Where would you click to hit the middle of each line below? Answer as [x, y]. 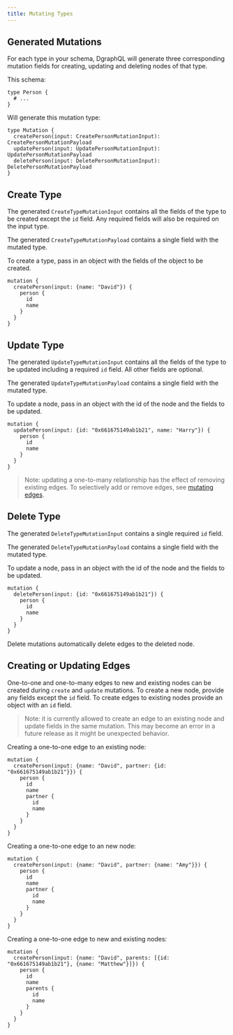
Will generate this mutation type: [54, 118]
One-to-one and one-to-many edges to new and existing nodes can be [109, 682]
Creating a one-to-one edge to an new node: [72, 846]
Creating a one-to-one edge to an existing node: [77, 747]
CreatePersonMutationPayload [50, 143]
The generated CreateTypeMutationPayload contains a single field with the [113, 240]
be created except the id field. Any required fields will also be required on [113, 219]
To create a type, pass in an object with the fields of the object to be [105, 261]
